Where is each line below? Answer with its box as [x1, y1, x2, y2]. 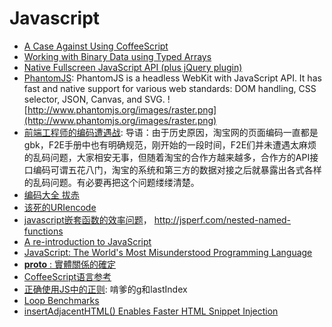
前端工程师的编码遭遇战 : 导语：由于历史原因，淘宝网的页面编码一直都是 [23, 126, 319, 138]
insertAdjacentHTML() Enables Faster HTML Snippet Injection [23, 305, 279, 317]
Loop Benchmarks [23, 294, 100, 306]
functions [23, 225, 64, 237]
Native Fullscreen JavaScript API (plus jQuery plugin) [23, 61, 243, 73]
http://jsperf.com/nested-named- [153, 213, 292, 226]
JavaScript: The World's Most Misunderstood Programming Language [23, 246, 313, 258]
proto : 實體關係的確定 [23, 258, 117, 270]
